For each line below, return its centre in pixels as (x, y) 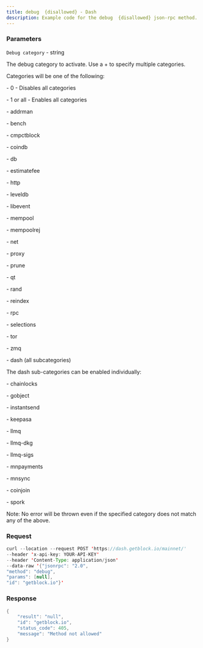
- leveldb (17, 194)
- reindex (18, 300)
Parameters (24, 39)
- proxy (16, 253)
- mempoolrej (23, 230)
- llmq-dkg (20, 443)
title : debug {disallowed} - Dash (52, 12)
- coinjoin (18, 490)
